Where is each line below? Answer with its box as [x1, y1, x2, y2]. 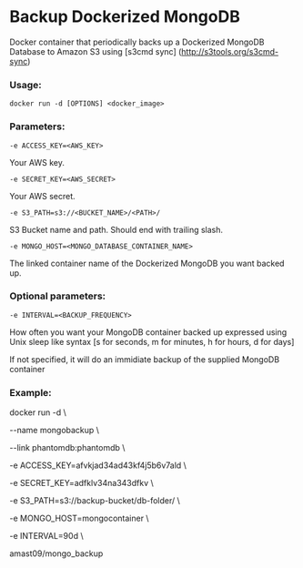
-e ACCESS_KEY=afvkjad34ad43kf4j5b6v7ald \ [9, 460, 187, 471]
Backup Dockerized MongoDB [9, 6, 241, 27]
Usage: [9, 78, 43, 91]
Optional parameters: [9, 289, 106, 302]
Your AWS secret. [9, 190, 76, 201]
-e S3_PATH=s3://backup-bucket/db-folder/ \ [9, 495, 180, 506]
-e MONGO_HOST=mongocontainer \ [9, 512, 149, 524]
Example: [9, 386, 52, 399]
